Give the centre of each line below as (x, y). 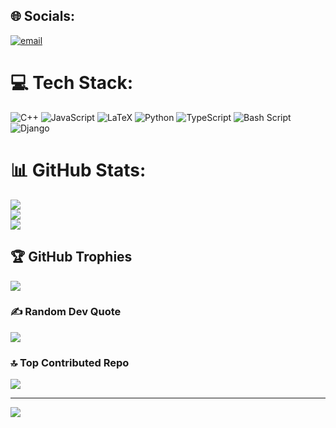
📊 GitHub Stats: (78, 170)
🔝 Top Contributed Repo (70, 362)
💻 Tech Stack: (72, 83)
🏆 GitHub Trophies (71, 257)
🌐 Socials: (43, 16)
